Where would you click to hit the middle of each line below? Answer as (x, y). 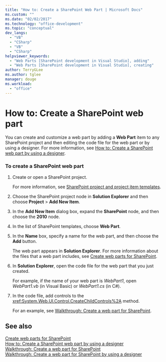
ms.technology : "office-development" (44, 24)
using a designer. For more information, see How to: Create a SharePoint (79, 148)
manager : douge (21, 79)
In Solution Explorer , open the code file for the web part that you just (83, 266)
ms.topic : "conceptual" (30, 28)
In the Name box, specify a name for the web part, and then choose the (85, 236)
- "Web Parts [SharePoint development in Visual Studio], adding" (80, 61)
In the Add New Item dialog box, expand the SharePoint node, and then (86, 211)
